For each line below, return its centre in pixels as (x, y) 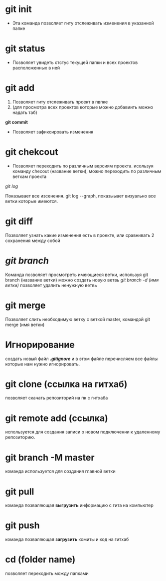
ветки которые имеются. (32, 201)
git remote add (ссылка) (57, 418)
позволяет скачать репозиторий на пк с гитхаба (57, 398)
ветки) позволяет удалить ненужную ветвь (51, 285)
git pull (20, 491)
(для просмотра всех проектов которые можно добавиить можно (83, 107)
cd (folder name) (40, 560)
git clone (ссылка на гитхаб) (66, 384)
